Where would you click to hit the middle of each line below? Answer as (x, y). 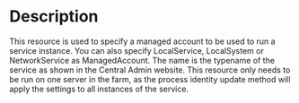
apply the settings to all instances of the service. (99, 89)
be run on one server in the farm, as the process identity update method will (150, 79)
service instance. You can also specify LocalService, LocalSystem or (137, 50)
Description (54, 17)
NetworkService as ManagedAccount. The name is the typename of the (142, 60)
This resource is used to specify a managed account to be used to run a (142, 41)
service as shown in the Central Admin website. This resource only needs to (150, 70)
